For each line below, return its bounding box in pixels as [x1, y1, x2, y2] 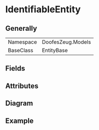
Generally [5, 24, 37, 33]
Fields [5, 64, 26, 73]
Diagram [5, 99, 33, 108]
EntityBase [42, 47, 68, 54]
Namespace [8, 38, 37, 46]
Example [5, 116, 34, 125]
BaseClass [8, 47, 33, 54]
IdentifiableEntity [5, 4, 81, 15]
